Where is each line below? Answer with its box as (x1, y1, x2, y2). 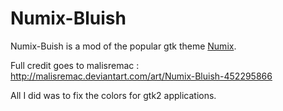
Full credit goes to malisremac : (10, 59, 140, 71)
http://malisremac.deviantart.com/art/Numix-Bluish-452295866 (10, 70, 273, 82)
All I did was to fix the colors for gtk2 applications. (10, 89, 217, 101)
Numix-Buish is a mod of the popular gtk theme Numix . (10, 40, 237, 52)
